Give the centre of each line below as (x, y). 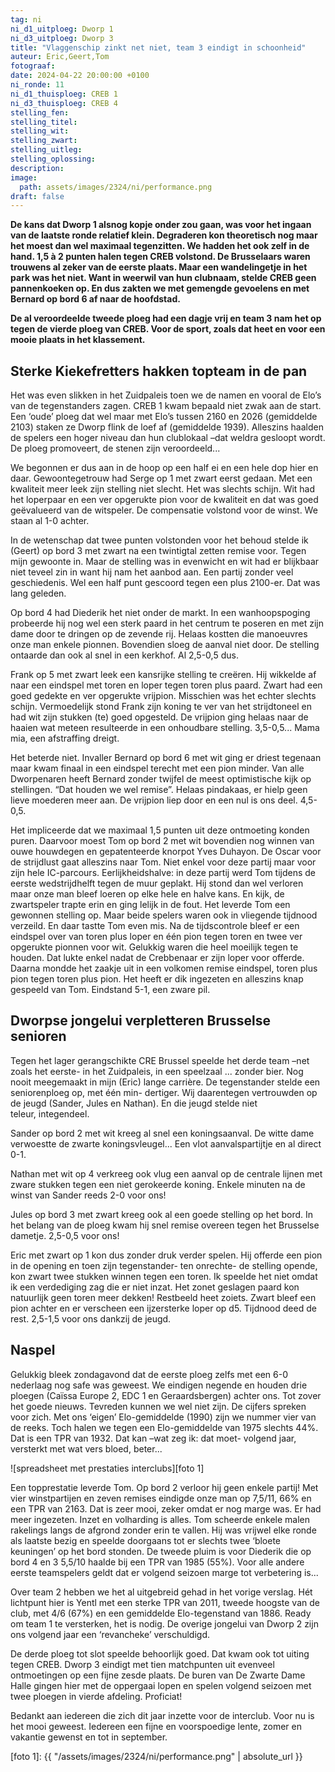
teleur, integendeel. (50, 1113)
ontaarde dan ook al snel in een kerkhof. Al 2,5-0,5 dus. (124, 655)
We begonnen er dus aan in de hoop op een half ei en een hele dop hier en (164, 468)
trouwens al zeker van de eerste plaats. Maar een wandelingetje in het (159, 267)
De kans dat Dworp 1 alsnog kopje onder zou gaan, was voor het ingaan (161, 225)
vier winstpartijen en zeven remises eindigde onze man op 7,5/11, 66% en (161, 1498)
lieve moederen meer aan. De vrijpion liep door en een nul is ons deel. (154, 800)
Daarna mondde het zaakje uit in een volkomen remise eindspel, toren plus (164, 968)
